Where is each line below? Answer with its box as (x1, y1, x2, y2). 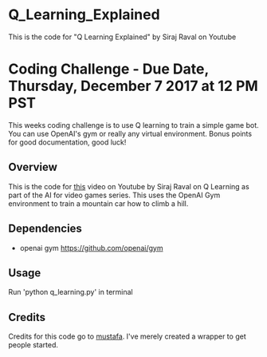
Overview (8, 161, 58, 174)
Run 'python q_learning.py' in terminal (8, 288, 133, 297)
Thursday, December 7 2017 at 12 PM (8, 77, 259, 95)
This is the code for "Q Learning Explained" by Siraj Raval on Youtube (8, 32, 237, 42)
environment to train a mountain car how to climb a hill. (8, 198, 189, 208)
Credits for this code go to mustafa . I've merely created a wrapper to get (8, 331, 246, 341)
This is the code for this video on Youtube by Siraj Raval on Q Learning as (8, 181, 249, 191)
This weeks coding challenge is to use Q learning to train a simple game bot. (8, 120, 259, 129)
